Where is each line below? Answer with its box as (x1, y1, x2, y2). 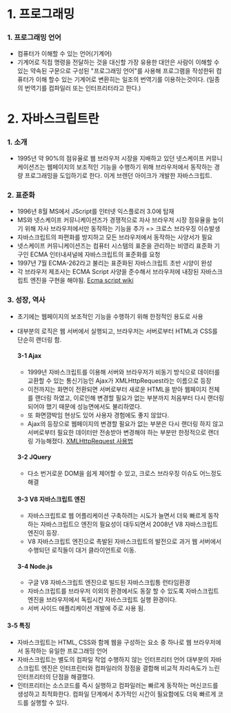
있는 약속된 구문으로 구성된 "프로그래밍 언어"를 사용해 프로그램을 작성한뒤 (17, 67, 215, 75)
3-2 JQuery (17, 453, 52, 461)
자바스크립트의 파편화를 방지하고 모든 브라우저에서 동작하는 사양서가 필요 (17, 233, 213, 241)
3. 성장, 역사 (7, 295, 46, 305)
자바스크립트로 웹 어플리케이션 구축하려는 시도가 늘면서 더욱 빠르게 (27, 512, 207, 520)
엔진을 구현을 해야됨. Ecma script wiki (30, 277, 134, 285)
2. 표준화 (7, 190, 36, 200)
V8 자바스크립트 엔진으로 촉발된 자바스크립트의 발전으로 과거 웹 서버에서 (27, 537, 222, 545)
